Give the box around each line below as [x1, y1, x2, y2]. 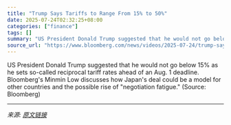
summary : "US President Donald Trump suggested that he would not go [7, 36, 211, 43]
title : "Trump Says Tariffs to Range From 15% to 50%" [7, 10, 168, 17]
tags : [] [7, 29, 32, 36]
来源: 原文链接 [7, 111, 47, 119]
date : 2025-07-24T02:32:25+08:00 [7, 16, 103, 23]
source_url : [7, 42, 41, 49]
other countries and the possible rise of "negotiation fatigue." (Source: [7, 83, 206, 91]
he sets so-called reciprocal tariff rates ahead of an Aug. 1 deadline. [7, 68, 199, 76]
